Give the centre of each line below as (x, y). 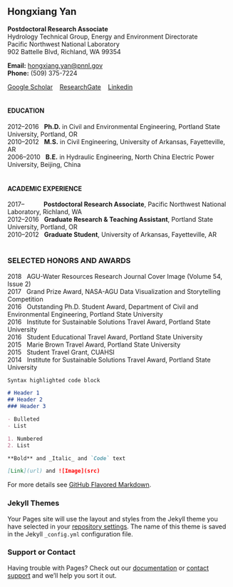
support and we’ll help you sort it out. (62, 575)
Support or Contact (42, 552)
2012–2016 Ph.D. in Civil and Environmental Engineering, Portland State (114, 127)
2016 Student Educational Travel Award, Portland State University (105, 337)
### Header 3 (27, 407)
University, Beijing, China (44, 165)
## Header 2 (25, 400)
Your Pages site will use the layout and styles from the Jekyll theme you (113, 519)
